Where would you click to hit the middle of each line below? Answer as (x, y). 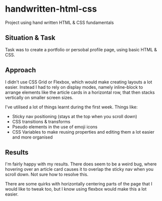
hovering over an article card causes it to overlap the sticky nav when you (79, 169)
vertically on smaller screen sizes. (39, 97)
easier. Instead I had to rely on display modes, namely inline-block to (74, 87)
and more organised (32, 137)
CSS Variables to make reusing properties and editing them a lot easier (83, 132)
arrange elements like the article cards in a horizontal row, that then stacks (80, 92)
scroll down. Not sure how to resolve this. (47, 175)
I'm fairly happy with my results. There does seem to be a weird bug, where (81, 164)
